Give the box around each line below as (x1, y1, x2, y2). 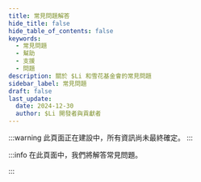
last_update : (8, 95, 52, 103)
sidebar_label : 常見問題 (8, 79, 87, 87)
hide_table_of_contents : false (8, 27, 114, 35)
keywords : (8, 34, 42, 43)
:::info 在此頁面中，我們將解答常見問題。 (8, 150, 143, 159)
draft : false (8, 87, 52, 95)
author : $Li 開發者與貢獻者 (15, 110, 102, 118)
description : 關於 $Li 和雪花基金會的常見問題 (8, 72, 152, 80)
